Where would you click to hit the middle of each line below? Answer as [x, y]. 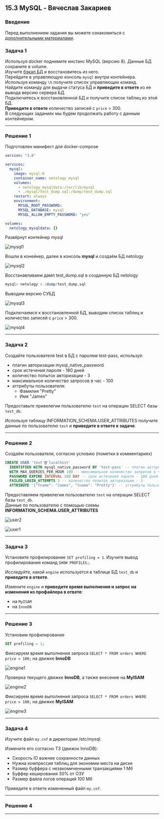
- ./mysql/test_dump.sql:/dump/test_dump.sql [65, 192]
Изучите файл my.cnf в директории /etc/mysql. [53, 739]
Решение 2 [19, 443]
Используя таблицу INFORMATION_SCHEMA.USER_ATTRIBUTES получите [82, 420]
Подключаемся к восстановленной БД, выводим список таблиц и [74, 313]
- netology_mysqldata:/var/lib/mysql [56, 187]
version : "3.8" [20, 156]
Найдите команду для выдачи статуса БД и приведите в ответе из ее [78, 87]
